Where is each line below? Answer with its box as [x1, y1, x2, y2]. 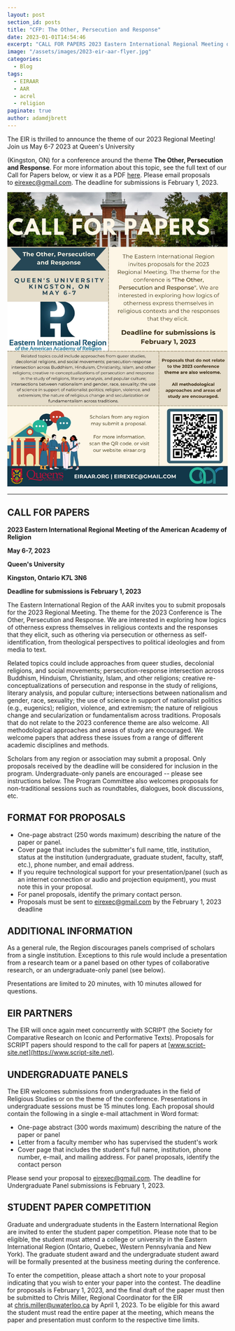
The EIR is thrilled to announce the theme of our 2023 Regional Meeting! [7, 135, 215, 143]
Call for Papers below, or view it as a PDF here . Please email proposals [7, 170, 211, 179]
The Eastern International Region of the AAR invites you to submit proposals [7, 600, 226, 609]
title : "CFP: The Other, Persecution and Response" [7, 26, 161, 33]
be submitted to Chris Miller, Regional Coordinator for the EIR [7, 1293, 183, 1302]
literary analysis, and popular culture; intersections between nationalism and [7, 689, 227, 697]
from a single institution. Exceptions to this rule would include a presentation [7, 951, 227, 960]
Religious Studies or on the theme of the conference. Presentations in [7, 1094, 208, 1103]
